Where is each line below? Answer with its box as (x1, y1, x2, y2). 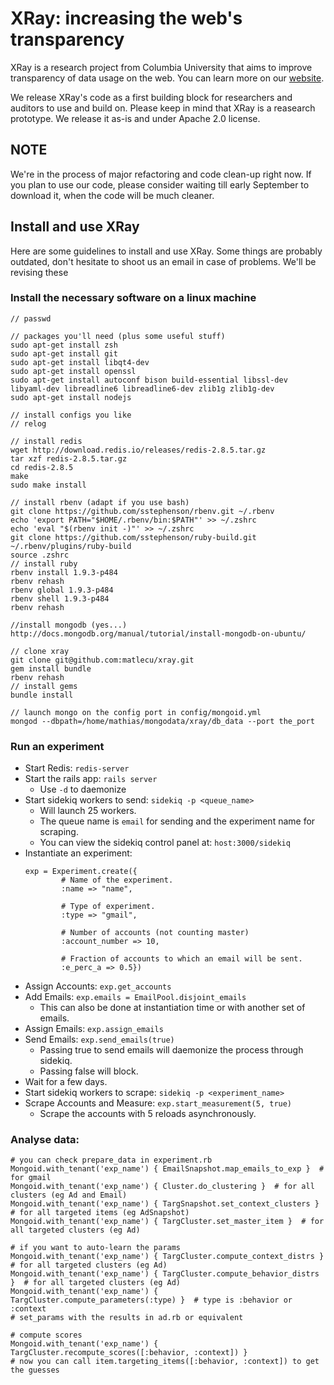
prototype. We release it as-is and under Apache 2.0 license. (10, 112, 261, 124)
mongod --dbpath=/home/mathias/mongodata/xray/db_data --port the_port (10, 716, 315, 726)
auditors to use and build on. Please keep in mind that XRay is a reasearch (10, 102, 316, 114)
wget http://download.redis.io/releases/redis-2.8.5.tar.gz (10, 445, 267, 455)
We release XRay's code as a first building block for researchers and (10, 91, 293, 103)
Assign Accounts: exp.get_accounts (24, 980, 172, 992)
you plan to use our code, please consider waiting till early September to (10, 178, 310, 191)
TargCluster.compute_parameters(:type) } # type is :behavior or (10, 1295, 293, 1306)
